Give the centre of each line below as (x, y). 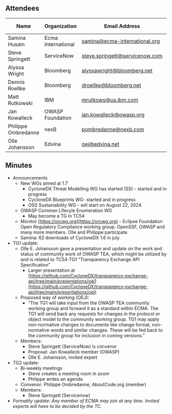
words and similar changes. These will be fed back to (106, 330)
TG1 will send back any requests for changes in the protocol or (94, 314)
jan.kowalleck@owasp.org (113, 115)
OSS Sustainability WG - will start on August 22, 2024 (85, 205)
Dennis (16, 82)
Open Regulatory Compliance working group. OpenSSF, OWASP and (93, 227)
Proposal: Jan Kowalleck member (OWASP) (74, 352)
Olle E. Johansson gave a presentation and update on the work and (91, 248)
